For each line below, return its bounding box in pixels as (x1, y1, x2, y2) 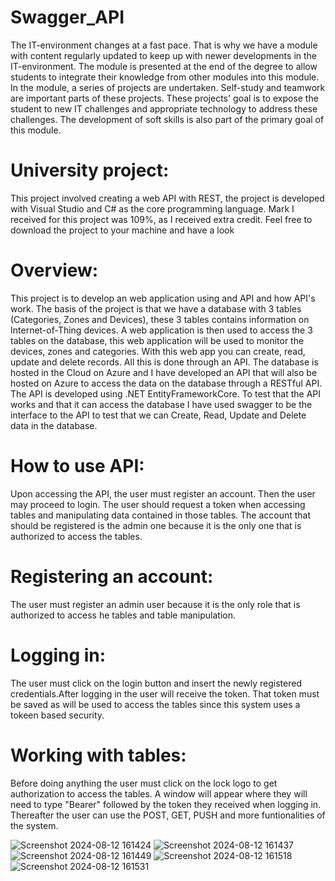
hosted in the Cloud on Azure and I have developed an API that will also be (10, 366, 318, 378)
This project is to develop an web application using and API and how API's (10, 292, 316, 304)
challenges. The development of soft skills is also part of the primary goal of (10, 113, 325, 125)
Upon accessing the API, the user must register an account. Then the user (10, 487, 316, 500)
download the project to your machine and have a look (10, 224, 235, 236)
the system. (10, 819, 59, 831)
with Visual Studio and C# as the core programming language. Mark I (10, 202, 295, 215)
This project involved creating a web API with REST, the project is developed (10, 192, 325, 204)
